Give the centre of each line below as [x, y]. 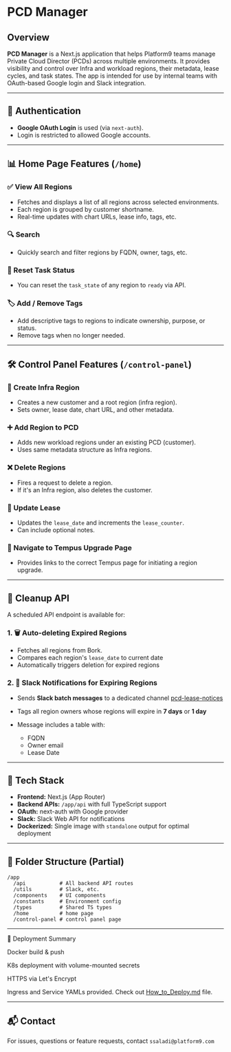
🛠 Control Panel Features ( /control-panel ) [100, 364]
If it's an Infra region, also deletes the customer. [85, 490]
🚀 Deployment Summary [42, 939]
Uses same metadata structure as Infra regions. [85, 450]
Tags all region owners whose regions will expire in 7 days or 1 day [112, 711]
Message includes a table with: [61, 724]
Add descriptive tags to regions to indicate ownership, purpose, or [111, 321]
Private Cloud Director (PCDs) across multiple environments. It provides [109, 61]
